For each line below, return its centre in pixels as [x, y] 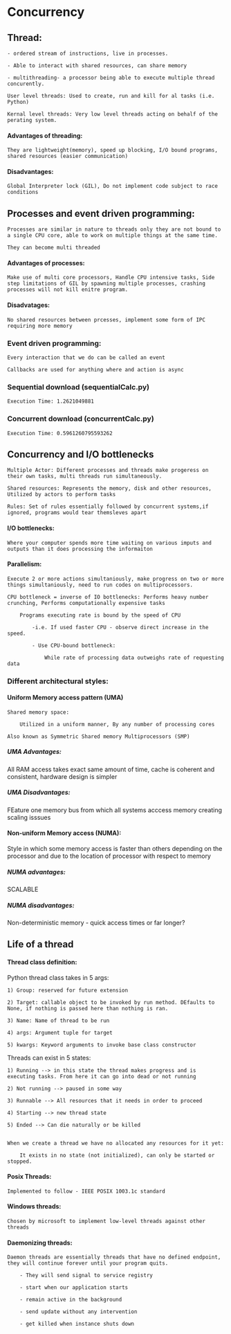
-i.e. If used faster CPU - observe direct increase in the [120, 627]
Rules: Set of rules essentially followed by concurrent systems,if [108, 507]
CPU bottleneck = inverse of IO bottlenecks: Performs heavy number [108, 597]
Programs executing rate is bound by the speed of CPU [100, 615]
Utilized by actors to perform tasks [62, 495]
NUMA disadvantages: [41, 905]
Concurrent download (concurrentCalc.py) [81, 419]
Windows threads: [34, 1206]
